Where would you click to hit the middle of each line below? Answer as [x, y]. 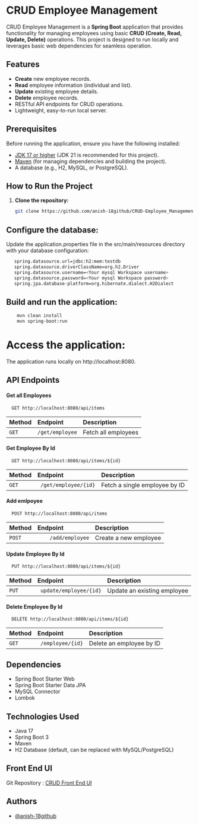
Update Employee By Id [35, 554]
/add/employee [70, 538]
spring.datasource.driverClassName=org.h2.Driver [77, 267]
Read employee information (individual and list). [73, 85]
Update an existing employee [148, 591]
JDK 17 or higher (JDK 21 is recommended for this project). [87, 155]
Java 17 [24, 730]
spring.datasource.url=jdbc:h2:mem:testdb [67, 262]
